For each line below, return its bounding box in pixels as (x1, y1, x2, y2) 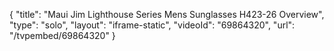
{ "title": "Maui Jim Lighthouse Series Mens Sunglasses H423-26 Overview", (9, 9, 325, 20)
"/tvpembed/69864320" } (9, 30, 116, 41)
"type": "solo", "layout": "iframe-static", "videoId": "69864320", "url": (9, 19, 296, 31)
